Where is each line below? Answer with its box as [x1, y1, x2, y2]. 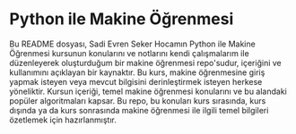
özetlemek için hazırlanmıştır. [9, 114, 117, 125]
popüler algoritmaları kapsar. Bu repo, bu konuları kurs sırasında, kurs [9, 95, 266, 106]
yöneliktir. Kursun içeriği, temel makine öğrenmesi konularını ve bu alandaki [9, 86, 287, 96]
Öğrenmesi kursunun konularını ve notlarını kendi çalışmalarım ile [9, 47, 249, 58]
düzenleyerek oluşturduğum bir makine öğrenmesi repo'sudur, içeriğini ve [9, 57, 282, 68]
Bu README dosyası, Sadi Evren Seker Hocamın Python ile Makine [9, 38, 256, 49]
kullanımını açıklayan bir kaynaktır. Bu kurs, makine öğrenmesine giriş [9, 67, 266, 78]
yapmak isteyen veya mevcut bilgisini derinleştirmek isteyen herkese [9, 76, 263, 87]
